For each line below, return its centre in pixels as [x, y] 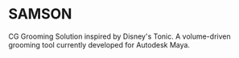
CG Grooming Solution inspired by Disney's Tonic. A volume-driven [119, 36]
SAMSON [40, 14]
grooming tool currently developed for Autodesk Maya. [99, 44]
